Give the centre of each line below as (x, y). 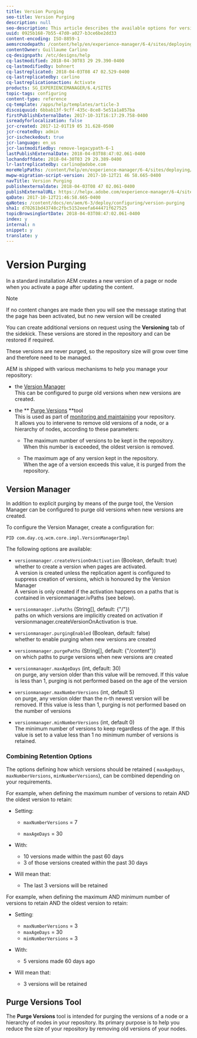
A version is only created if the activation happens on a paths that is (96, 592)
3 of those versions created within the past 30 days (86, 862)
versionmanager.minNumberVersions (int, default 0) (74, 722)
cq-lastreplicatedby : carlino (43, 77)
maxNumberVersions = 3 (50, 926)
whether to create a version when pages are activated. (81, 567)
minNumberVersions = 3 (50, 938)
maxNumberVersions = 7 (50, 822)
